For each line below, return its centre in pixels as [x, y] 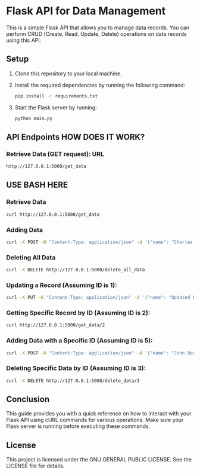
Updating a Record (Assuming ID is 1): [62, 285]
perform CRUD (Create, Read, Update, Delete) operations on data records [97, 33]
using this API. [24, 40]
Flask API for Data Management [86, 11]
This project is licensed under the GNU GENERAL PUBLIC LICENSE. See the [99, 460]
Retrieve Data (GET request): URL [55, 154]
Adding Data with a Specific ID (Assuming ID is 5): [79, 341]
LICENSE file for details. [35, 466]
